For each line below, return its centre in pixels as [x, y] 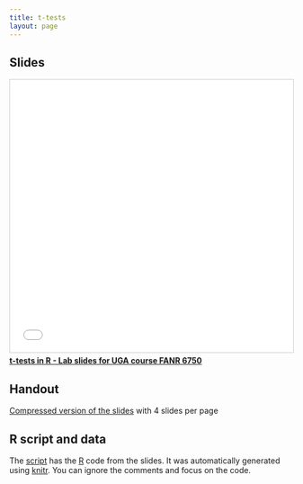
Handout [34, 389]
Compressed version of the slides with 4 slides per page [114, 411]
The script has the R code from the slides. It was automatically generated [145, 461]
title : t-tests [38, 18]
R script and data [58, 439]
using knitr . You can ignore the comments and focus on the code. [130, 470]
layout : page [34, 26]
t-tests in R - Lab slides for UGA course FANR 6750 [106, 361]
